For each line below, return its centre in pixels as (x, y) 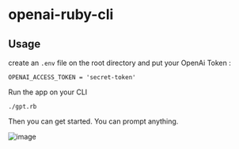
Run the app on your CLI (48, 92)
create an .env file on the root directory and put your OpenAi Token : (120, 63)
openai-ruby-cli (61, 15)
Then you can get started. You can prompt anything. (93, 121)
